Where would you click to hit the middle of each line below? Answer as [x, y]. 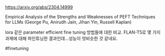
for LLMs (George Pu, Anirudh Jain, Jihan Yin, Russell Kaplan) [68, 22]
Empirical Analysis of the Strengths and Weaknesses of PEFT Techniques [80, 17]
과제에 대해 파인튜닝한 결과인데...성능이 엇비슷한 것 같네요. [61, 38]
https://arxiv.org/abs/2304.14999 [39, 7]
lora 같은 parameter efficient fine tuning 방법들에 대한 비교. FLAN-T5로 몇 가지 [83, 32]
